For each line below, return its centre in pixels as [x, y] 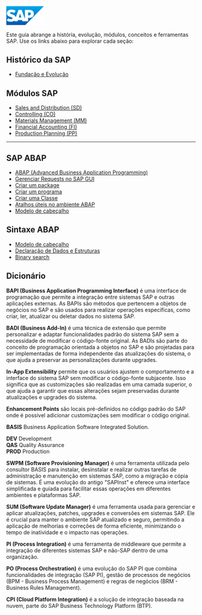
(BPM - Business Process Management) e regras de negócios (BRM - [92, 581]
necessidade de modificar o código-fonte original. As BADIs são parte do [97, 340]
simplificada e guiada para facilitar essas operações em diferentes [89, 489]
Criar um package [37, 185]
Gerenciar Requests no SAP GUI [55, 179]
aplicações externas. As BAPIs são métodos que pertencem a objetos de [96, 303]
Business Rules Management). [44, 587]
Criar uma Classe [36, 198]
